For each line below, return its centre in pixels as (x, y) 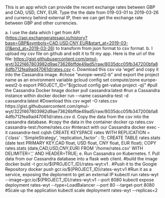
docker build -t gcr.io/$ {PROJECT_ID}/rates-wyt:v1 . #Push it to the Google (81, 164)
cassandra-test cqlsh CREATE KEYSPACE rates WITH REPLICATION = (79, 132)
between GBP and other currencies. (41, 23)
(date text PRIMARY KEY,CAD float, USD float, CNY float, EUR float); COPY (81, 143)
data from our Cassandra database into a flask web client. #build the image (81, 159)
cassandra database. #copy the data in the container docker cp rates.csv (80, 122)
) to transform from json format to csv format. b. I (103, 48)
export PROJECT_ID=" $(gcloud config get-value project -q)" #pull (90, 85)
